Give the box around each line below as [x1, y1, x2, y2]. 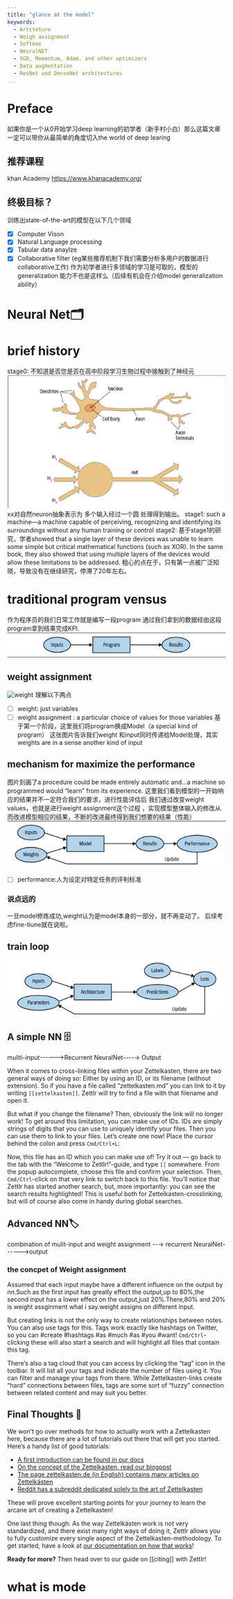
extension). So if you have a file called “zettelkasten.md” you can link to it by [7, 1081, 226, 1090]
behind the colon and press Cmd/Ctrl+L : [7, 1139, 120, 1147]
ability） [17, 280, 42, 288]
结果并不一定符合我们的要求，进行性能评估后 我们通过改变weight [19, 795, 205, 803]
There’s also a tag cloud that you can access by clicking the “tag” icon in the [7, 1359, 225, 1367]
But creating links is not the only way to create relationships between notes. [7, 1315, 224, 1324]
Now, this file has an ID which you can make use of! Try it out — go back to [7, 1152, 222, 1161]
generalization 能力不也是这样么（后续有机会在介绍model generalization [17, 272, 223, 280]
